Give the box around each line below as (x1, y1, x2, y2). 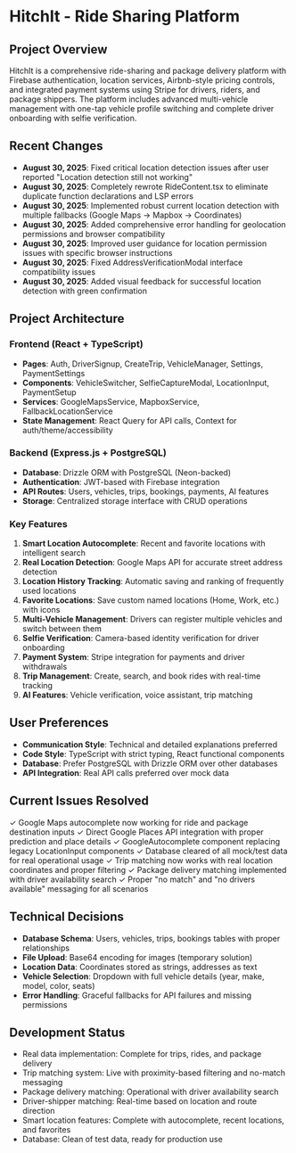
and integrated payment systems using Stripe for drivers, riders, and (9, 85, 260, 95)
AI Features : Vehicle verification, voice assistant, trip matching (21, 689, 253, 701)
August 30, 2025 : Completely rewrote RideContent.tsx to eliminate (21, 181, 269, 192)
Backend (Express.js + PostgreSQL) (9, 447, 168, 459)
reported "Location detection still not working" (21, 171, 193, 182)
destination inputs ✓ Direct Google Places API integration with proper (9, 827, 265, 837)
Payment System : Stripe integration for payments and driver (21, 652, 245, 663)
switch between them (21, 623, 103, 634)
